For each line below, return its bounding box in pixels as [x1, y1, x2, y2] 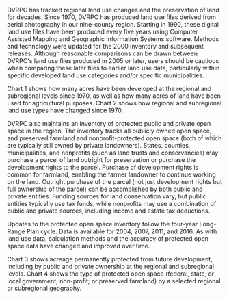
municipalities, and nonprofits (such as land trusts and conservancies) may [7, 148, 219, 157]
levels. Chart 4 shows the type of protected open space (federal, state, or [7, 270, 215, 278]
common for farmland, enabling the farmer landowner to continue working [7, 170, 217, 179]
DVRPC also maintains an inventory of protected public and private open [7, 120, 211, 127]
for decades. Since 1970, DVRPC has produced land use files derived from [7, 13, 217, 21]
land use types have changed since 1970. [7, 106, 124, 114]
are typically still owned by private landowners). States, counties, [7, 142, 191, 149]
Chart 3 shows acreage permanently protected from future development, [7, 255, 213, 263]
